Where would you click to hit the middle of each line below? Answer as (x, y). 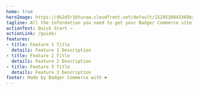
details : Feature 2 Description (52, 61)
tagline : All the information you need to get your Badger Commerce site (99, 22)
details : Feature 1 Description (52, 50)
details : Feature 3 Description (52, 72)
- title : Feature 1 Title (38, 45)
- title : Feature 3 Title (38, 67)
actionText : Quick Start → (39, 28)
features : (18, 39)
